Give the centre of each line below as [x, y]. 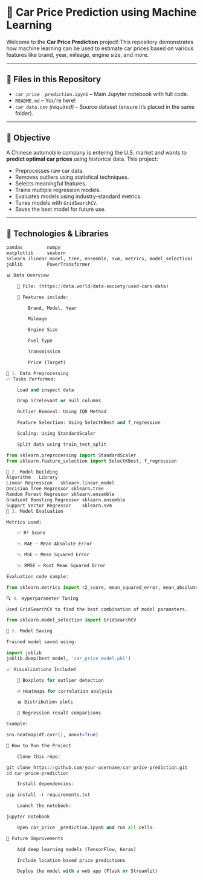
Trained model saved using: [42, 642]
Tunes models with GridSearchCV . [56, 202]
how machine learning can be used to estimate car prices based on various [100, 48]
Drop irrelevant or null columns [59, 401]
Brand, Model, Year [53, 308]
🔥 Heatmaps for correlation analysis [65, 691]
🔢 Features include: [43, 297]
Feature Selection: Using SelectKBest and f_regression [89, 423]
